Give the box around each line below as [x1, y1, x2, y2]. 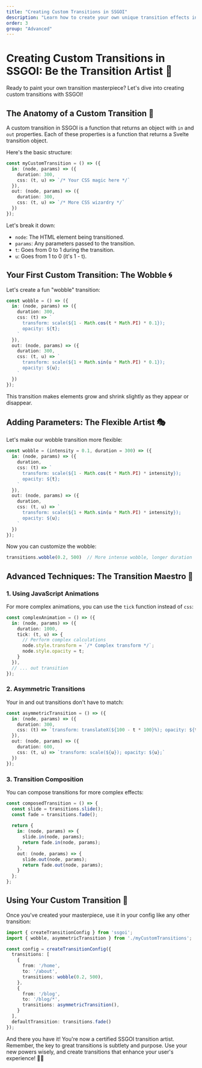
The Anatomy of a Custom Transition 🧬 [6, 108, 155, 118]
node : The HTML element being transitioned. [14, 233, 124, 240]
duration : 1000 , [17, 626, 58, 632]
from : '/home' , [22, 963, 61, 969]
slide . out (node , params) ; [22, 856, 87, 862]
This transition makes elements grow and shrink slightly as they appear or [6, 392, 189, 400]
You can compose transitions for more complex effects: [6, 788, 144, 796]
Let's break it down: [6, 221, 55, 229]
